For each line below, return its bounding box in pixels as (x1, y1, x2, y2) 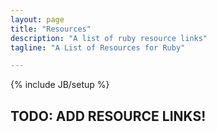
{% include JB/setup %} (10, 79, 110, 91)
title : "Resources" (10, 24, 92, 34)
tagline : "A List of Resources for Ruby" (10, 42, 186, 53)
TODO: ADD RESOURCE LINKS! (10, 107, 207, 125)
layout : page (10, 14, 65, 25)
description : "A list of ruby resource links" (10, 33, 208, 43)
